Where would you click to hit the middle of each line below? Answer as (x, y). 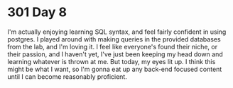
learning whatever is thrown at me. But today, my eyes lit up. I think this (112, 61)
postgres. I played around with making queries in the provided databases (114, 39)
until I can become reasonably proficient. (67, 76)
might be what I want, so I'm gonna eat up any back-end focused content (115, 69)
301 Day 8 (37, 12)
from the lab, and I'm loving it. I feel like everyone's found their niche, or (113, 46)
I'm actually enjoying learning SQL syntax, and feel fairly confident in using (117, 32)
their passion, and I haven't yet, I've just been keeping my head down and (115, 54)
